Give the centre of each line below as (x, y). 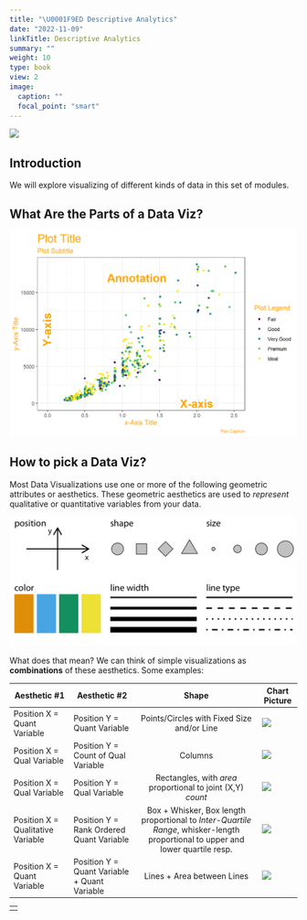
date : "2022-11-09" (47, 29)
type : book (30, 68)
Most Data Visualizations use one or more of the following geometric (138, 484)
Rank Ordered (99, 829)
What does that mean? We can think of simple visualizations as (128, 661)
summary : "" (32, 48)
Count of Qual (99, 755)
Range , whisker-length (196, 829)
